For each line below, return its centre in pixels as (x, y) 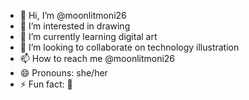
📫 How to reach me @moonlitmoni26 (97, 58)
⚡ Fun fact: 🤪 (46, 84)
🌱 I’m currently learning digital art (88, 36)
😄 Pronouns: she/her (63, 73)
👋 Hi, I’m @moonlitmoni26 (73, 15)
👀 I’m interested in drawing (75, 26)
